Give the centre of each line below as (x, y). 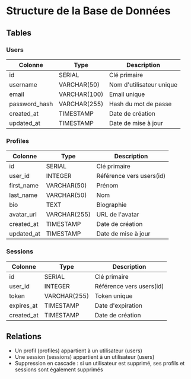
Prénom (107, 186)
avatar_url (23, 215)
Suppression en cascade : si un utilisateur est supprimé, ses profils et (100, 364)
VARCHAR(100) (81, 94)
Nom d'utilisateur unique (143, 84)
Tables (19, 33)
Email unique (127, 94)
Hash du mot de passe (140, 104)
